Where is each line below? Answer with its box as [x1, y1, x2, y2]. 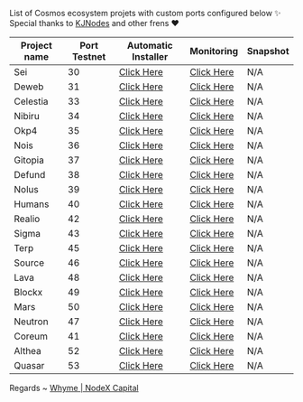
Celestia [14, 95, 49, 108]
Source [14, 257, 45, 269]
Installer [132, 51, 169, 62]
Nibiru [14, 110, 41, 122]
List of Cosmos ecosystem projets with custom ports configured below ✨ [9, 8, 281, 18]
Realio [14, 212, 41, 225]
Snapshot [246, 45, 289, 57]
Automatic [126, 40, 173, 51]
